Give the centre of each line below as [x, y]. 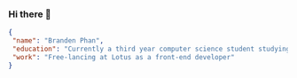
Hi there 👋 [30, 14]
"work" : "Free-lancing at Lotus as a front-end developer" [124, 57]
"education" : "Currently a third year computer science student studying [151, 49]
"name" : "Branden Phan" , [58, 41]
